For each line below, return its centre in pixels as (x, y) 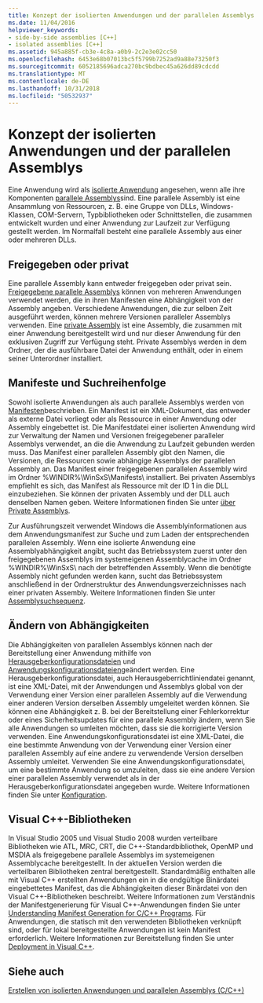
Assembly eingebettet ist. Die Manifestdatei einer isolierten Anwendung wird (132, 427)
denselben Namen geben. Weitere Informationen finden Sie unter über (122, 502)
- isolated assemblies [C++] (56, 45)
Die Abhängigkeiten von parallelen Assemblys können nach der (111, 644)
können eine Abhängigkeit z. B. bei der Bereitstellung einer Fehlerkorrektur (129, 711)
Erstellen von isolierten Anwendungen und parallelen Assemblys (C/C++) (126, 990)
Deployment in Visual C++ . (51, 946)
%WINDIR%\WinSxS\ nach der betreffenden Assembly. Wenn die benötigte (130, 567)
